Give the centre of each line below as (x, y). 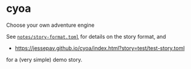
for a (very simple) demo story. (44, 59)
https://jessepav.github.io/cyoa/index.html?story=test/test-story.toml (100, 48)
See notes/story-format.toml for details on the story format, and (86, 36)
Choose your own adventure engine (50, 25)
